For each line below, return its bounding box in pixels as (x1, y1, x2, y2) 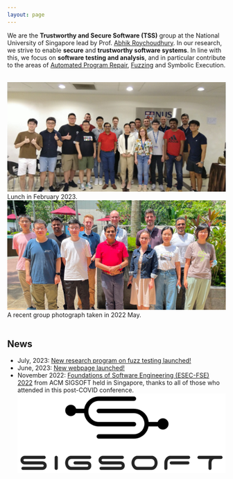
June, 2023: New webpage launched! (17, 364, 125, 372)
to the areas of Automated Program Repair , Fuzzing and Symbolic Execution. (7, 60, 226, 69)
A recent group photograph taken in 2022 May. (7, 310, 141, 319)
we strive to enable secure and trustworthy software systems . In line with (7, 46, 222, 54)
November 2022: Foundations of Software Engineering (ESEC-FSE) (17, 371, 209, 380)
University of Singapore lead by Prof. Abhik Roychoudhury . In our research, (7, 38, 222, 47)
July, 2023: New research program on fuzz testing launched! (17, 357, 192, 365)
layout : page (7, 11, 45, 18)
